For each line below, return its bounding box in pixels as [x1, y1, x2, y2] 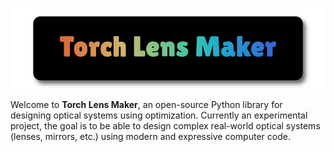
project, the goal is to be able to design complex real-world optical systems [10, 119, 321, 132]
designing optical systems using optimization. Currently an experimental [10, 109, 308, 121]
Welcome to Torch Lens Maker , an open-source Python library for [10, 98, 283, 110]
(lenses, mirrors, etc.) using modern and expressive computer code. [10, 130, 291, 142]
